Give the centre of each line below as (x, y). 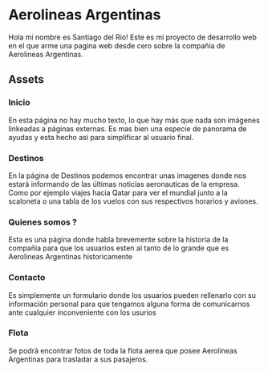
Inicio (19, 102)
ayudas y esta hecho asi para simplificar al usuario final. (101, 137)
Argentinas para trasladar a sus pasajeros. (78, 359)
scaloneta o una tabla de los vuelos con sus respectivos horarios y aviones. (133, 201)
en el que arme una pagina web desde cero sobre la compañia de (117, 45)
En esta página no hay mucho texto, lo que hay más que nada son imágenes (134, 120)
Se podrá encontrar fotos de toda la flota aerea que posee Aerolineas (123, 350)
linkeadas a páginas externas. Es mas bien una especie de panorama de (128, 128)
